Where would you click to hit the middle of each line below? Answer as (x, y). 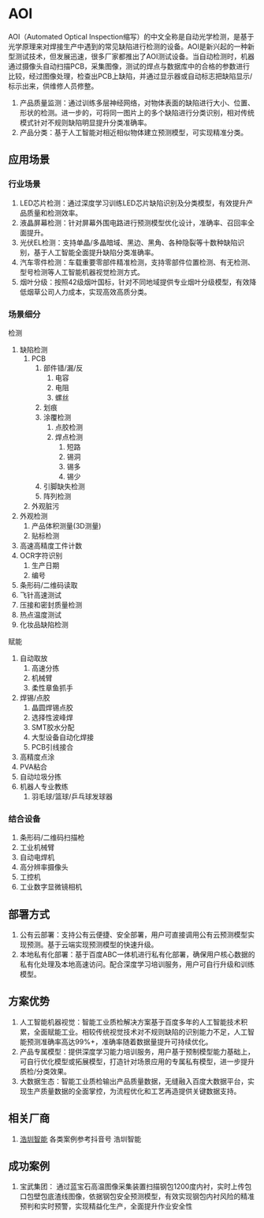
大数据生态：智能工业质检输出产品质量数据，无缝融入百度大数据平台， (134, 1081)
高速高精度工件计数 (51, 545)
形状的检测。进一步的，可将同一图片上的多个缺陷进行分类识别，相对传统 (137, 112)
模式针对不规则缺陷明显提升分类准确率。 (85, 122)
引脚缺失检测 (64, 486)
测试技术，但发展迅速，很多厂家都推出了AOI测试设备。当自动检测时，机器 (134, 56)
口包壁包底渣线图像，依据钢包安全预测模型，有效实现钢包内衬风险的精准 (137, 1197)
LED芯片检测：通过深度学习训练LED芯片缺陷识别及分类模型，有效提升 (133, 203)
